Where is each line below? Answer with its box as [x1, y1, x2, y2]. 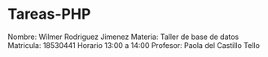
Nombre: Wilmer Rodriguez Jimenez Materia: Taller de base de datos [7, 32, 239, 42]
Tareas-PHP [7, 5, 91, 24]
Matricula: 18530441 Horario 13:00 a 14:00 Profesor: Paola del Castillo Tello [7, 40, 260, 50]
